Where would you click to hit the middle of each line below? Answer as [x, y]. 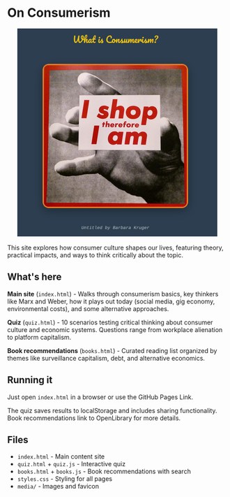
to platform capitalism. [39, 337]
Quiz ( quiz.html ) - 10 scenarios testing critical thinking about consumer [110, 322]
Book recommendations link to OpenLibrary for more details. [94, 418]
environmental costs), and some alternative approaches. [88, 308]
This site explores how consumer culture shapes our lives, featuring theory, [116, 247]
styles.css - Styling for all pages [65, 479]
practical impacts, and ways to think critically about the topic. [95, 255]
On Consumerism [59, 13]
